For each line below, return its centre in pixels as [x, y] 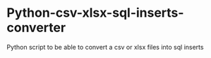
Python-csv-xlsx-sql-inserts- [95, 13]
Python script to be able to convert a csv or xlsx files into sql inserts [105, 47]
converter [36, 28]
